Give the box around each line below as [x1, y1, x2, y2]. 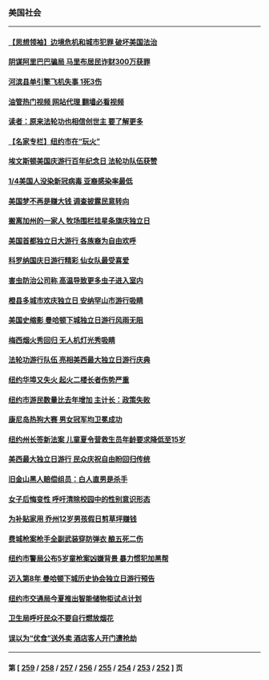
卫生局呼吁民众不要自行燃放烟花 [8, 613, 114, 623]
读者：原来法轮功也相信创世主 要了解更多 [8, 116, 144, 126]
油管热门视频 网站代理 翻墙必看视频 [8, 96, 124, 106]
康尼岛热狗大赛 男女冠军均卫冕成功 [8, 415, 122, 425]
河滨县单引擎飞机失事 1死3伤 [8, 77, 102, 87]
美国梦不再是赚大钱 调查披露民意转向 [8, 196, 130, 206]
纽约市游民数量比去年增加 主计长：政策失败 [8, 395, 151, 405]
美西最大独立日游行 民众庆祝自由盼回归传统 [8, 454, 151, 464]
